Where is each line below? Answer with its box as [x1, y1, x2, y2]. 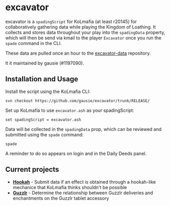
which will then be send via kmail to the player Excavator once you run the [5, 35, 162, 41]
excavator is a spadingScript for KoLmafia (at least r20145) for [5, 18, 137, 25]
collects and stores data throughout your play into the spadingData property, [5, 29, 165, 35]
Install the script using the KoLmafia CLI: [5, 88, 91, 95]
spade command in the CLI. [5, 40, 62, 46]
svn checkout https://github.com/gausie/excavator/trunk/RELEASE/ [5, 98, 150, 103]
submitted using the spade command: [5, 131, 83, 138]
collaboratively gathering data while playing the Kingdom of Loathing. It [5, 24, 156, 30]
